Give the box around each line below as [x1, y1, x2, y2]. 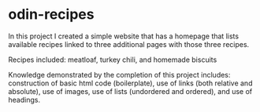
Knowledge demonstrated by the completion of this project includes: [8, 70, 231, 79]
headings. [8, 95, 41, 104]
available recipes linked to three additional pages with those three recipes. [8, 39, 250, 49]
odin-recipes [8, 5, 95, 23]
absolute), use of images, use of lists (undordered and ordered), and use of [8, 86, 253, 96]
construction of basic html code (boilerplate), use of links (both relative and [8, 78, 253, 88]
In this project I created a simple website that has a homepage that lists [8, 31, 239, 41]
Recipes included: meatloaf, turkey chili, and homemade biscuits [8, 55, 217, 64]
